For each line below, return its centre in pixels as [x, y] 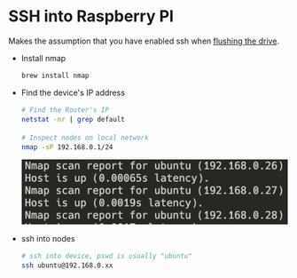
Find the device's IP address [73, 92]
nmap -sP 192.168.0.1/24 [67, 147]
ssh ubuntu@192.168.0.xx [67, 265]
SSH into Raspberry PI [91, 16]
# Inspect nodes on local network [85, 138]
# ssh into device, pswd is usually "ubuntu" [106, 256]
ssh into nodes [48, 238]
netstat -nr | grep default [73, 119]
